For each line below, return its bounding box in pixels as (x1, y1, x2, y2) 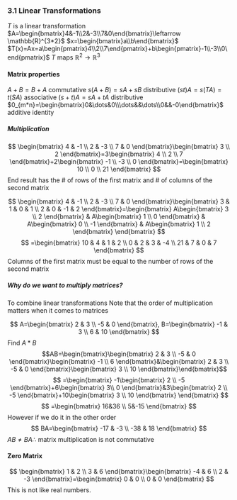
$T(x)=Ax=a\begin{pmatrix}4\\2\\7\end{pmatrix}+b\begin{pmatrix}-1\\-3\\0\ (7, 45, 228, 53)
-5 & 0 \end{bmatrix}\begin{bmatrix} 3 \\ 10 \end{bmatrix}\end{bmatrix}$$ (10, 365, 228, 374)
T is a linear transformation (7, 22, 86, 30)
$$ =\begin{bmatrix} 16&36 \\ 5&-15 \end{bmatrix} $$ (41, 402, 197, 411)
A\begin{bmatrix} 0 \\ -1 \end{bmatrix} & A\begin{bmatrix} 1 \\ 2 (27, 220, 211, 228)
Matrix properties (7, 70, 60, 78)
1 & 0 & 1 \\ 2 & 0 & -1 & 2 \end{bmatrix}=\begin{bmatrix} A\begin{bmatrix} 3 (8, 205, 229, 213)
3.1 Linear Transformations (7, 6, 101, 16)
